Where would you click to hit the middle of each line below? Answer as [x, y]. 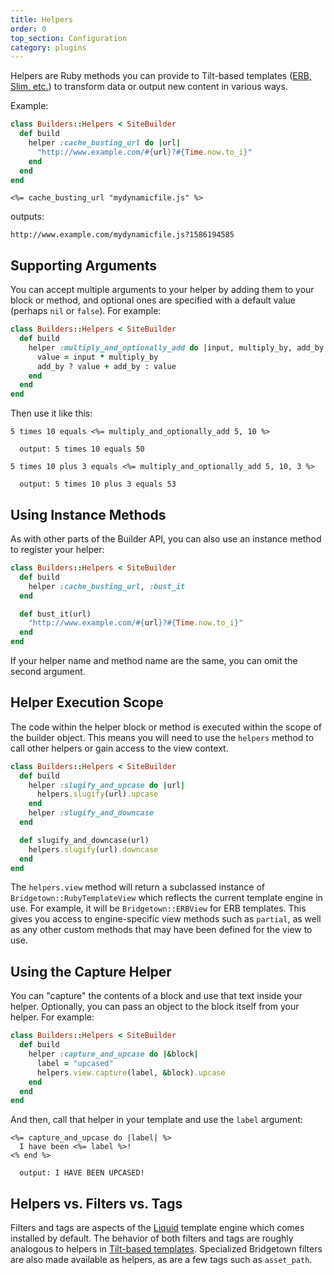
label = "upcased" [75, 1063]
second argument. [48, 671]
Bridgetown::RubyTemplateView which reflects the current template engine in [166, 898]
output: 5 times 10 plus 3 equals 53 [98, 484]
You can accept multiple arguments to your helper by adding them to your [162, 290]
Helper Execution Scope [87, 702]
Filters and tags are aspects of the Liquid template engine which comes [157, 1228]
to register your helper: [57, 549]
